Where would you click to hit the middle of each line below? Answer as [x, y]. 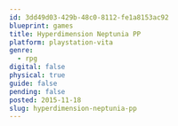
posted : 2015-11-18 [45, 100]
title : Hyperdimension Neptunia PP [75, 34]
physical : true [37, 75]
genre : [21, 51]
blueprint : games [41, 26]
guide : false [33, 83]
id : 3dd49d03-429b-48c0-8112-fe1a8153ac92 [89, 17]
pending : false [37, 91]
